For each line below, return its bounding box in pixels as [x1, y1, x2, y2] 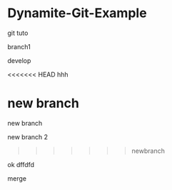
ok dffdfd [7, 160, 34, 169]
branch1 [7, 42, 31, 51]
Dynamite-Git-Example [7, 5, 148, 21]
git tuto [7, 29, 29, 37]
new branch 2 [7, 132, 49, 141]
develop [7, 56, 31, 65]
